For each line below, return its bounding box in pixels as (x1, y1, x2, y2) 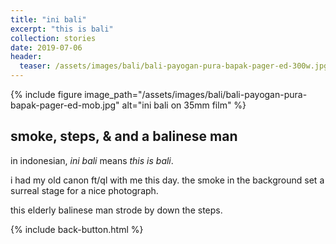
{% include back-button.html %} (10, 223, 144, 235)
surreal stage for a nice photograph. (10, 184, 159, 196)
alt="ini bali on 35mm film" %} (121, 99, 247, 111)
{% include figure (10, 89, 83, 100)
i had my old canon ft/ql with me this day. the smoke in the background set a (10, 174, 325, 186)
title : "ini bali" (10, 14, 87, 25)
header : (10, 52, 43, 62)
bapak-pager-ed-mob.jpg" (10, 99, 120, 111)
